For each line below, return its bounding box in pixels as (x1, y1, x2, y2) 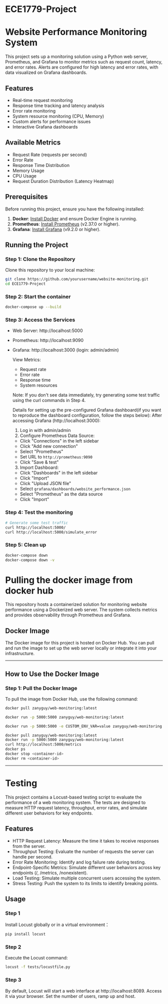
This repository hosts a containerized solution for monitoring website (5, 601, 147, 607)
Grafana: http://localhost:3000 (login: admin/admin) (12, 347, 119, 353)
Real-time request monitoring (12, 97, 73, 103)
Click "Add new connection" (19, 443, 78, 449)
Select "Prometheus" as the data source (19, 491, 103, 497)
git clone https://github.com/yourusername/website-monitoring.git (5, 276, 149, 282)
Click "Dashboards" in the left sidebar (19, 470, 98, 476)
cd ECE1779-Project (5, 281, 46, 286)
